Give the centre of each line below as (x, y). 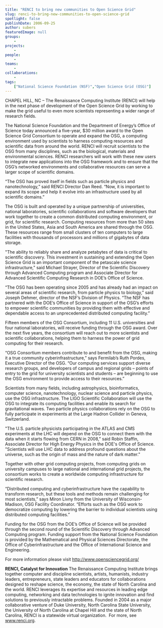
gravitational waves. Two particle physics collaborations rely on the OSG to (80, 408)
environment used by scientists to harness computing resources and (74, 141)
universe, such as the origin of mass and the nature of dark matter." (73, 454)
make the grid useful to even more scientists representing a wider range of (80, 111)
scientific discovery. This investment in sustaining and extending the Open (80, 257)
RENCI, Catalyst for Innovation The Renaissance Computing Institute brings (81, 569)
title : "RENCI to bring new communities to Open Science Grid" (71, 9)
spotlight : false (23, 18)
